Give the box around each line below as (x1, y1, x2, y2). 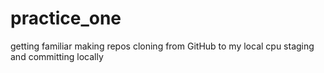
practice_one (10, 7, 122, 30)
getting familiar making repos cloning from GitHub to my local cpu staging (10, 40, 315, 52)
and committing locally (10, 50, 104, 62)
